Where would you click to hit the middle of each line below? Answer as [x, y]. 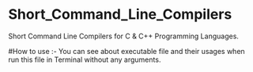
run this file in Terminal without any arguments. [85, 59]
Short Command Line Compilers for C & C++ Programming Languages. [124, 36]
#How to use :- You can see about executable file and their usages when [126, 51]
